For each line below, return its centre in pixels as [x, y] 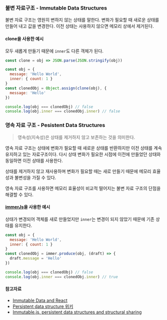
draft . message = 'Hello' [36, 259]
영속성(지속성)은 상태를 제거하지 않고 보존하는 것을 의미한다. [76, 137]
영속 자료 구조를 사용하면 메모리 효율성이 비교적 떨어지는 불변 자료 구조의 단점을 [83, 188]
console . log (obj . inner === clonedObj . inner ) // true [62, 277]
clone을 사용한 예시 [24, 38]
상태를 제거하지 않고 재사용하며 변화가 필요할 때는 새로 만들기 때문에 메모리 [78, 171]
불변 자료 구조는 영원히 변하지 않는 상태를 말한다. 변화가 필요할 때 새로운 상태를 [82, 20]
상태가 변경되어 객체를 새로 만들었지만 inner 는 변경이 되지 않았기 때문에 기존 [80, 219]
